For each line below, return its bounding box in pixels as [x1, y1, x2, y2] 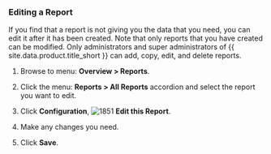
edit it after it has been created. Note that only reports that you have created [8, 33, 264, 43]
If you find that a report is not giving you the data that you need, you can [8, 25, 251, 35]
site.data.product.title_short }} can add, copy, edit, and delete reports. [8, 51, 242, 61]
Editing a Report [8, 6, 73, 18]
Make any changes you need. [19, 122, 119, 132]
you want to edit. [19, 91, 77, 101]
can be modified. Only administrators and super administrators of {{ [8, 42, 235, 52]
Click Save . [19, 138, 59, 148]
